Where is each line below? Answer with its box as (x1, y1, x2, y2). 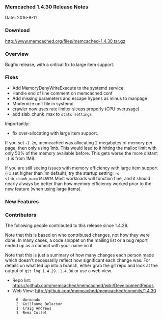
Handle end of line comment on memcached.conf (12, 90, 113, 96)
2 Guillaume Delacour (16, 302, 63, 307)
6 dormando (16, 297, 41, 302)
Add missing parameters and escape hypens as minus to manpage (12, 96, 147, 101)
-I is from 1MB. (5, 156, 36, 161)
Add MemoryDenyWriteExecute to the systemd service (12, 85, 124, 91)
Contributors (5, 212, 37, 219)
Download (5, 27, 30, 34)
